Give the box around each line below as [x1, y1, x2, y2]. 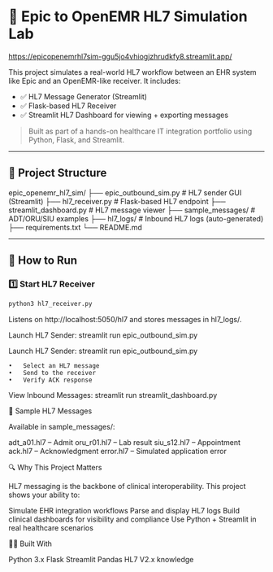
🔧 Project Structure [8, 166, 107, 180]
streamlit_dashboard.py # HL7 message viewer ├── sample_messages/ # [8, 205, 256, 215]
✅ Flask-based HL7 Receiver [19, 101, 117, 111]
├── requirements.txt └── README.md [8, 222, 142, 232]
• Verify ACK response [8, 376, 93, 385]
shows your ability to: [8, 490, 80, 500]
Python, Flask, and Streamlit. [28, 134, 124, 145]
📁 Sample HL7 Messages [8, 406, 93, 416]
